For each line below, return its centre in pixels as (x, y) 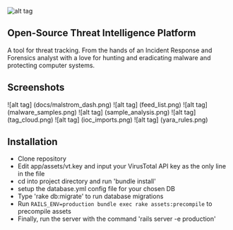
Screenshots (36, 87)
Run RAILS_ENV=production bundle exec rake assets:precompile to (115, 204)
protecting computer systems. (51, 65)
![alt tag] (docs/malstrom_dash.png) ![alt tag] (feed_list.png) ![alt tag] (108, 104)
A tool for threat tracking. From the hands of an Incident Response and (110, 50)
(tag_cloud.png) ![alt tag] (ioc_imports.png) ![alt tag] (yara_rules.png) (108, 120)
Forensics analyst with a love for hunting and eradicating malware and (109, 57)
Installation (32, 142)
